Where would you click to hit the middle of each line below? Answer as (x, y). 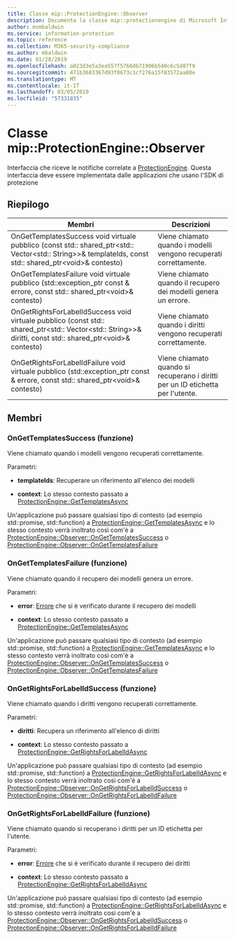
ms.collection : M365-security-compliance (69, 46)
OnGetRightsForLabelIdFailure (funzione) (79, 813)
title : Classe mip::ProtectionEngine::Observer (78, 14)
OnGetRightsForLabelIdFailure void (68, 362)
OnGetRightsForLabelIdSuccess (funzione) (82, 688)
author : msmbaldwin (36, 27)
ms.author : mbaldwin (37, 53)
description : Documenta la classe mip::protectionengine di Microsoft (112, 20)
